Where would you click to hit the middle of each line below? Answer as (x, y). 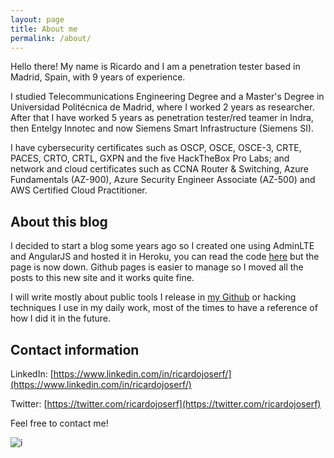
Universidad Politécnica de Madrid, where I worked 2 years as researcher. (162, 107)
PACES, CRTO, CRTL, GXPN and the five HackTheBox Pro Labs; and (150, 158)
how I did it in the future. (61, 318)
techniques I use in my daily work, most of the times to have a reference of (164, 308)
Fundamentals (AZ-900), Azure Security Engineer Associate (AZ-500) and (163, 180)
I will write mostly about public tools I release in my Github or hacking (153, 297)
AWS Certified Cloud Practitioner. (79, 190)
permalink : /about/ (51, 38)
